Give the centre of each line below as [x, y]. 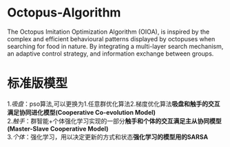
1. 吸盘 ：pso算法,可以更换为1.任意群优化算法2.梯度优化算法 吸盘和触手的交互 [114, 104]
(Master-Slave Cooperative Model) [58, 128]
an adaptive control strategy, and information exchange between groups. [111, 54]
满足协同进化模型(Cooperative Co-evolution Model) [82, 112]
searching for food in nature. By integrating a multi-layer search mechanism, [115, 46]
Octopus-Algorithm [64, 13]
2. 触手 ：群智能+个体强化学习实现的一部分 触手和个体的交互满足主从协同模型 [114, 121]
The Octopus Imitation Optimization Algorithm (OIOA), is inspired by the [108, 32]
